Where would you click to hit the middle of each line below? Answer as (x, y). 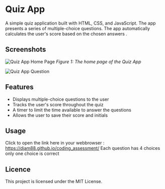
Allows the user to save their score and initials (60, 115)
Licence (18, 169)
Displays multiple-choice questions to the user (61, 99)
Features (19, 87)
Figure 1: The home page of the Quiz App (99, 62)
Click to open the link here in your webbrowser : (55, 143)
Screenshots (26, 49)
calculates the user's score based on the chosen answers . (66, 34)
